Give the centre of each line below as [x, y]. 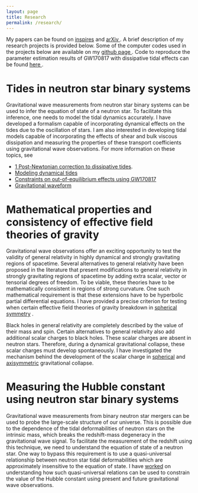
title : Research [26, 17]
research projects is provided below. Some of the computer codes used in [96, 46]
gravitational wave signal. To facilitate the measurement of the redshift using [99, 441]
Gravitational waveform [43, 186]
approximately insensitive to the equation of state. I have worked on [89, 466]
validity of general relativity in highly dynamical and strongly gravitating [93, 257]
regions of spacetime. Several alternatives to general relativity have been [95, 263]
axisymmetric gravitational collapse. [50, 363]
